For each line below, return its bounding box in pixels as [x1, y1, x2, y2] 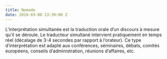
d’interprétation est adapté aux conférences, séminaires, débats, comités [5, 42, 160, 48]
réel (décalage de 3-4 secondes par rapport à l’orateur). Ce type [5, 37, 142, 43]
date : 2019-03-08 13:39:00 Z [5, 12, 68, 17]
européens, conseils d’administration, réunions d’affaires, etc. [5, 48, 135, 54]
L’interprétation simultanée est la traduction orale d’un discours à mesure [5, 26, 160, 32]
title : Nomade [5, 7, 36, 13]
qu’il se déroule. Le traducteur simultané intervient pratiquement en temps [5, 32, 162, 38]
